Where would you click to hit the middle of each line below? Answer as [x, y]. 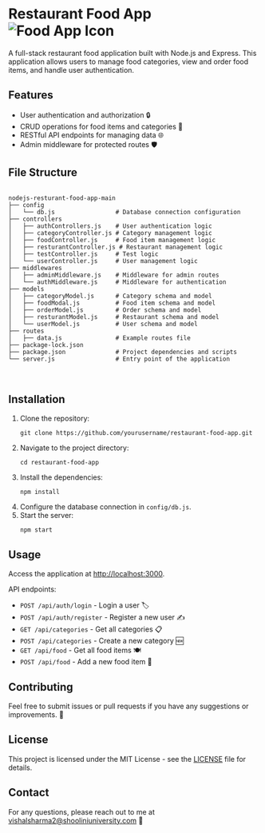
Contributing [41, 687]
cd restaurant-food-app [59, 463]
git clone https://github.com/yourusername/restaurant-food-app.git [136, 433]
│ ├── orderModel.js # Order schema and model [105, 310]
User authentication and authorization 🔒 [85, 115]
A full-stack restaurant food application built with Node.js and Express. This [132, 53]
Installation [37, 399]
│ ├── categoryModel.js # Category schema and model [111, 296]
